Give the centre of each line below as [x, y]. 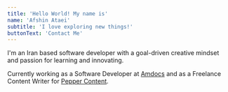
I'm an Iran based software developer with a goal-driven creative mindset [113, 53]
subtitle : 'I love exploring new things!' [70, 26]
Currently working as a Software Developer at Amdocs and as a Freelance [114, 74]
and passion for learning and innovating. [66, 61]
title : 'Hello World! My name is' [58, 14]
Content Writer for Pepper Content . [58, 82]
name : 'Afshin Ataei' [39, 20]
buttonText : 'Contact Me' [45, 33]
